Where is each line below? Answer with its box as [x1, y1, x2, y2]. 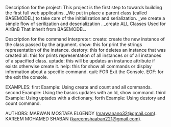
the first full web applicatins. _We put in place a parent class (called [5, 10, 147, 16]
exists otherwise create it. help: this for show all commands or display [5, 63, 152, 69]
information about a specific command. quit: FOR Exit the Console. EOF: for [5, 69, 164, 75]
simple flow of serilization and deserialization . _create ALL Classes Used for [5, 20, 166, 27]
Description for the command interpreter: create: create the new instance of [5, 36, 165, 42]
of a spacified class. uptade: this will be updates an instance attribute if [5, 58, 155, 63]
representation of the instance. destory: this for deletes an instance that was [5, 47, 166, 53]
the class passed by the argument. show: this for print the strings [5, 41, 142, 48]
